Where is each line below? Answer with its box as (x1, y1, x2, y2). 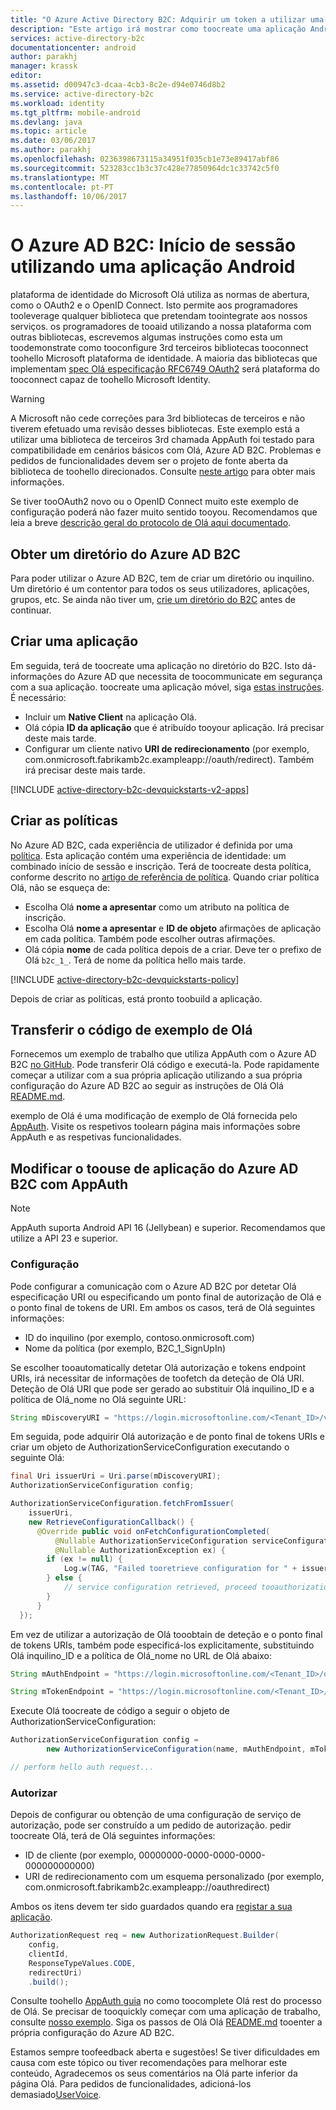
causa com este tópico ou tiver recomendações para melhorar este (10, 2057, 288, 2069)
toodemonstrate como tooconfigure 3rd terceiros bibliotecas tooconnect (10, 342, 309, 354)
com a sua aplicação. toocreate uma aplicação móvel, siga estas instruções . (10, 681, 325, 693)
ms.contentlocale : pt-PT (10, 182, 114, 192)
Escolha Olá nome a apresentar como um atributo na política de (24, 901, 290, 913)
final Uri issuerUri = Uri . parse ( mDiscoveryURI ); (10, 1471, 222, 1481)
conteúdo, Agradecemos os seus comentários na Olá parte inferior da (10, 2067, 298, 2080)
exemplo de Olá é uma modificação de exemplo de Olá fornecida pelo (10, 1110, 298, 1122)
